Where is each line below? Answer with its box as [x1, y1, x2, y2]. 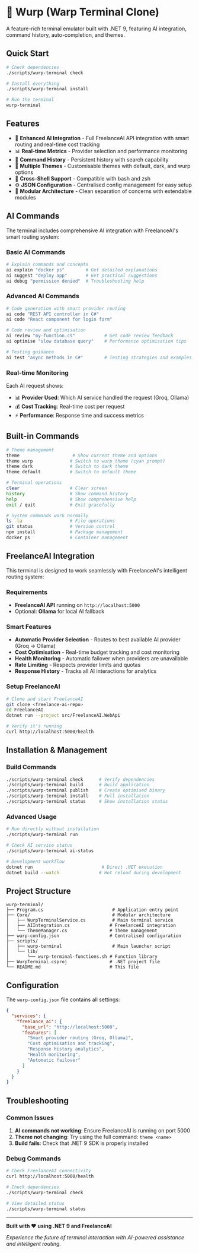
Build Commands [6, 763, 57, 771]
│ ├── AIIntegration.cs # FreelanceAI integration [6, 923, 176, 929]
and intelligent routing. [6, 1240, 61, 1247]
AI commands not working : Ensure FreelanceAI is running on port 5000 [14, 1127, 191, 1134]
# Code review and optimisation [6, 327, 86, 333]
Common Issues [6, 1113, 54, 1122]
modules [14, 194, 37, 201]
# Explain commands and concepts [6, 261, 89, 267]
